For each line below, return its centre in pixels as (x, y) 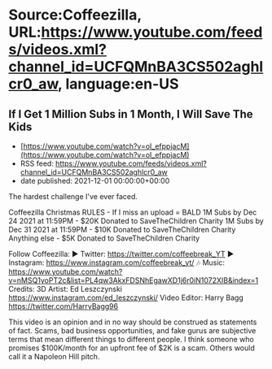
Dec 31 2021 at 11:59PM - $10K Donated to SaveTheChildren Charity (122, 230)
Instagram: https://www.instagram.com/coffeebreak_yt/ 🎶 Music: (117, 263)
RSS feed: (37, 163)
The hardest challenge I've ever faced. (73, 196)
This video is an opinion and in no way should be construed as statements (133, 322)
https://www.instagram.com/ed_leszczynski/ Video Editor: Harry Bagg (126, 297)
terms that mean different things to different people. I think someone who (131, 339)
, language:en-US (118, 84)
